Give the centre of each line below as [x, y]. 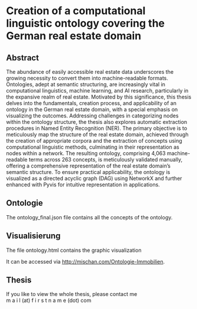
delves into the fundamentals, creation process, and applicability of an [91, 103]
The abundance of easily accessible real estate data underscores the [90, 72]
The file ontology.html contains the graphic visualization [74, 250]
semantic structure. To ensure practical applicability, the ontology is [88, 172]
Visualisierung [33, 236]
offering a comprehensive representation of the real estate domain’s [88, 166]
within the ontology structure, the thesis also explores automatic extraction [97, 122]
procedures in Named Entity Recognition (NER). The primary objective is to [97, 128]
